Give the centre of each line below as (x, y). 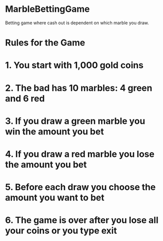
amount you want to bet (55, 198)
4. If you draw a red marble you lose (80, 154)
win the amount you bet (55, 131)
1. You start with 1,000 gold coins (74, 65)
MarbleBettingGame (47, 9)
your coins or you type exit (61, 231)
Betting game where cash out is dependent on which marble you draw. (77, 23)
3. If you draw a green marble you (75, 121)
